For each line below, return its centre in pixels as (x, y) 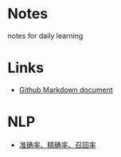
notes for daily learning (45, 36)
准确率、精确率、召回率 (57, 144)
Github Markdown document (66, 90)
